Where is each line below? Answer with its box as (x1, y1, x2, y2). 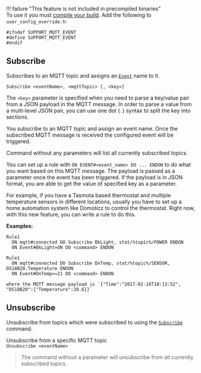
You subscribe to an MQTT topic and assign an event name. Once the (6, 125, 178, 132)
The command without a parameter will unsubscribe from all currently (20, 353, 194, 360)
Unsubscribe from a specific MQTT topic (6, 336, 107, 344)
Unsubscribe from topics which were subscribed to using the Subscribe (6, 318, 183, 326)
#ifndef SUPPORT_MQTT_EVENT (6, 29, 77, 35)
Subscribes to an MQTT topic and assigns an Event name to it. (6, 72, 160, 79)
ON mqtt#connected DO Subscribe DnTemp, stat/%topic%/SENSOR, (11, 260, 170, 266)
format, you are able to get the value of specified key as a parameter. (6, 180, 177, 187)
